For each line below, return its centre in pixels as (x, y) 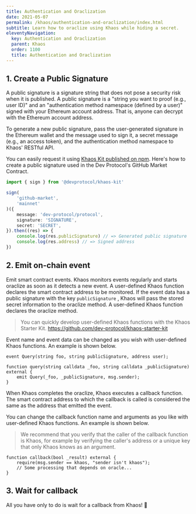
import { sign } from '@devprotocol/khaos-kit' (65, 182)
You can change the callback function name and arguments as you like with (97, 417)
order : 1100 (26, 50)
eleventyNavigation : (31, 33)
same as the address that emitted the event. (59, 405)
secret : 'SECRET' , (39, 225)
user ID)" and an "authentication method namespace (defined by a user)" (94, 105)
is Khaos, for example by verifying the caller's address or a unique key (105, 440)
